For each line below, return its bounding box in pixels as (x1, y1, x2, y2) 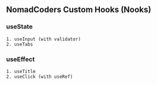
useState (6, 23, 33, 31)
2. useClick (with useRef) (6, 74, 73, 80)
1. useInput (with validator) (6, 36, 81, 42)
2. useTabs (6, 41, 33, 47)
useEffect (6, 55, 35, 63)
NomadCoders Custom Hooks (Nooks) (6, 5, 152, 15)
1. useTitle (6, 68, 36, 74)
